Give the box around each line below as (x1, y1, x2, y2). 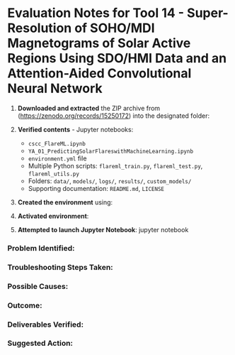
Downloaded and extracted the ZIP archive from (17, 104, 161, 112)
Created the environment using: (17, 197, 113, 207)
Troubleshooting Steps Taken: (7, 262, 113, 272)
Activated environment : (17, 212, 89, 220)
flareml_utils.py (28, 170, 80, 177)
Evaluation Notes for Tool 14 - (7, 5, 185, 21)
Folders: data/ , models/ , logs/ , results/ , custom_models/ (28, 176, 192, 185)
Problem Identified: (7, 243, 76, 253)
